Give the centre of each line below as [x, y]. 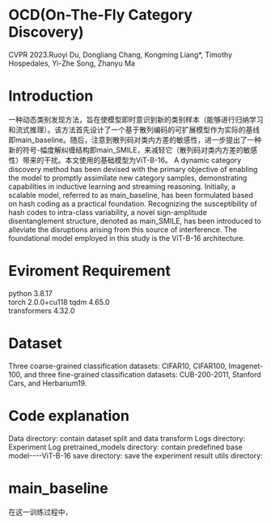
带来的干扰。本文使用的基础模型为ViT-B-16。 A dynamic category [132, 160]
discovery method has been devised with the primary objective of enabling [133, 169]
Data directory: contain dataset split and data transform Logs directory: [127, 438]
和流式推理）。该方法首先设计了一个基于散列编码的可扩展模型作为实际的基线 [134, 129]
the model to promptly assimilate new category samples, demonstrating [128, 178]
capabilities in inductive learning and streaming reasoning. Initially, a [122, 186]
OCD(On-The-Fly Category [100, 15]
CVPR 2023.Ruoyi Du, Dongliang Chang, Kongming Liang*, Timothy [121, 54]
